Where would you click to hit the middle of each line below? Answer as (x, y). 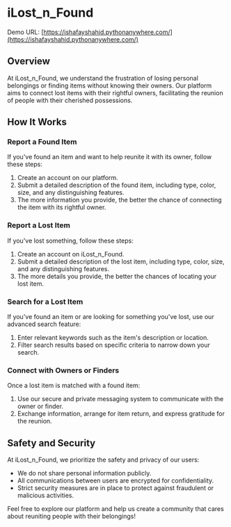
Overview (29, 62)
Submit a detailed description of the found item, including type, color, (117, 185)
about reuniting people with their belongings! (72, 517)
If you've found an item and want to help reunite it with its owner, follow (110, 157)
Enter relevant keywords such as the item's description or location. (113, 338)
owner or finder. (40, 406)
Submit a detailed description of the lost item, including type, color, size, (121, 261)
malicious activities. (46, 496)
